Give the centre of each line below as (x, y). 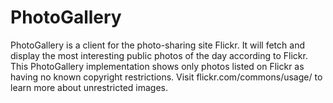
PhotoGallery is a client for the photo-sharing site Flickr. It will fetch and (157, 45)
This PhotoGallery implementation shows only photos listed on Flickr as (157, 66)
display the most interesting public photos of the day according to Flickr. (159, 55)
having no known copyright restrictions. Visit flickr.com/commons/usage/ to (166, 77)
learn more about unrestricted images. (89, 87)
